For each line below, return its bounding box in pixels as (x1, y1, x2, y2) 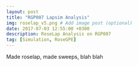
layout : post (6, 8, 39, 15)
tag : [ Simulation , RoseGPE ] (6, 37, 77, 43)
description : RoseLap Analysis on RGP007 (6, 31, 112, 37)
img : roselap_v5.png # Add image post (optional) (6, 20, 133, 26)
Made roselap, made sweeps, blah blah (6, 53, 103, 60)
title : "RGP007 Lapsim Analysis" (6, 14, 90, 20)
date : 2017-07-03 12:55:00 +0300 (6, 25, 90, 32)
